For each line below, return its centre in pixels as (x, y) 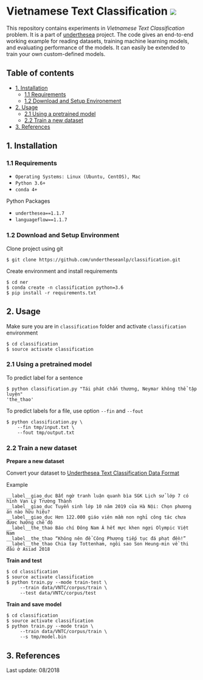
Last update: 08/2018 (33, 670)
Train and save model (34, 604)
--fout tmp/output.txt (46, 433)
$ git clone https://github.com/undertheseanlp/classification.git (94, 260)
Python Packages (28, 201)
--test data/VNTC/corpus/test (58, 593)
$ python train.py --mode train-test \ (57, 583)
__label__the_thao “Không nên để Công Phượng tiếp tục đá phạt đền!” (96, 539)
